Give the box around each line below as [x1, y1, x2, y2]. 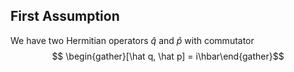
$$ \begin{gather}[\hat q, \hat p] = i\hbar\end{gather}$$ [51, 50, 285, 62]
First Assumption [10, 8, 120, 25]
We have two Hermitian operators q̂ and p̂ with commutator [10, 34, 255, 46]
